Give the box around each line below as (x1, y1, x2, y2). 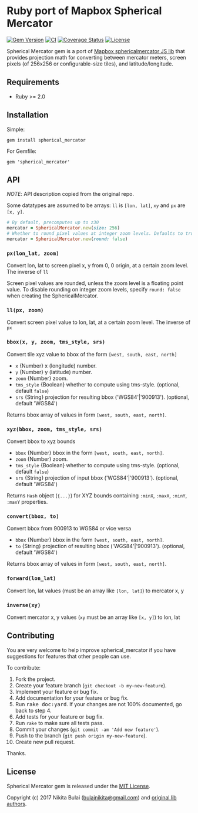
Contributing (6, 631, 55, 641)
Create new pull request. (15, 738, 75, 745)
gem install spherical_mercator (6, 137, 86, 143)
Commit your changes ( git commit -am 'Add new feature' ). (15, 726, 160, 733)
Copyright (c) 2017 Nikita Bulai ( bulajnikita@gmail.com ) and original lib (6, 794, 177, 801)
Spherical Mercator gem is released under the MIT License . (6, 782, 150, 789)
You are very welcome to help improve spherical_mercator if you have (6, 646, 176, 653)
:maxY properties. (6, 499, 48, 506)
